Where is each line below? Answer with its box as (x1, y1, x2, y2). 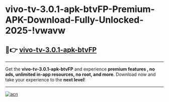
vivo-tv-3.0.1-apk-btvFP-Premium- (5, 4, 155, 15)
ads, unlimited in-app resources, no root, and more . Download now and (5, 71, 156, 77)
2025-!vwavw (5, 25, 66, 36)
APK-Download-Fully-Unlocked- (5, 14, 144, 26)
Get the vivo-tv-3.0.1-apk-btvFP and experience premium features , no (5, 66, 155, 72)
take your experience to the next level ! (5, 77, 86, 82)
